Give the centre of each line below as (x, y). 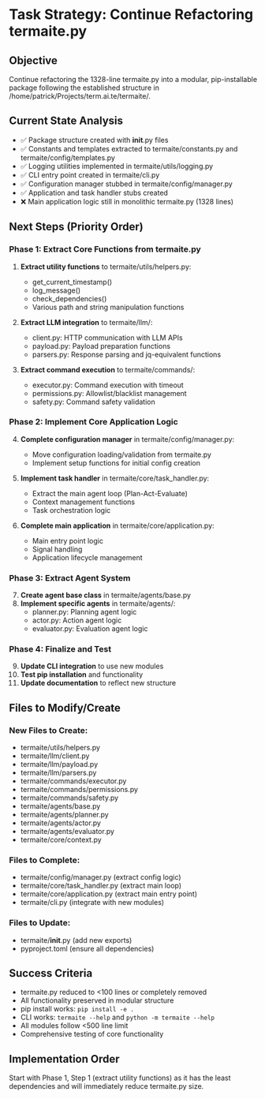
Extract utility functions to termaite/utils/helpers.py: (106, 267)
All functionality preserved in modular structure (97, 1000)
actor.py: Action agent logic (77, 620)
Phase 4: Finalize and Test (60, 649)
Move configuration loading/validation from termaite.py (122, 454)
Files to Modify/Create (65, 708)
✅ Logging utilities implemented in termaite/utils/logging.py (117, 166)
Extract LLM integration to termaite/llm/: (86, 322)
